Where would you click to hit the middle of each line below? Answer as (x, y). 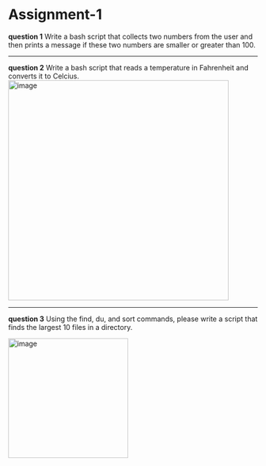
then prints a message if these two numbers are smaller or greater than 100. (132, 44)
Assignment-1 (55, 15)
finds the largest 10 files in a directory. (70, 327)
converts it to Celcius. (44, 76)
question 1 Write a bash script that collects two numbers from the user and (131, 36)
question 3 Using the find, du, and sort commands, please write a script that (133, 319)
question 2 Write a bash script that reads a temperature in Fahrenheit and (128, 67)
